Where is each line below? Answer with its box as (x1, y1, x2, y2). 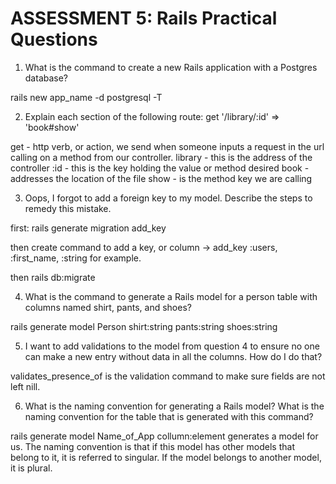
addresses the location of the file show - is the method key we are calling (10, 172, 313, 184)
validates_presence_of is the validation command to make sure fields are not (10, 370, 326, 382)
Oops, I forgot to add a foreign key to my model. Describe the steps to (24, 192, 313, 204)
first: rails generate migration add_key (10, 222, 167, 234)
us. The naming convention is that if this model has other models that (10, 440, 295, 452)
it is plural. (10, 462, 53, 474)
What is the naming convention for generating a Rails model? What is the (24, 400, 325, 412)
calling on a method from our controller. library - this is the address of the (10, 151, 313, 163)
